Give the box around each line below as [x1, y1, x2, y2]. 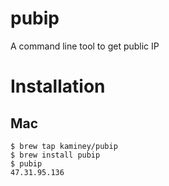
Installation [10, 75, 106, 98]
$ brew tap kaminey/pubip [10, 141, 118, 151]
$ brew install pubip [10, 150, 101, 160]
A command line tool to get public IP [10, 40, 160, 52]
